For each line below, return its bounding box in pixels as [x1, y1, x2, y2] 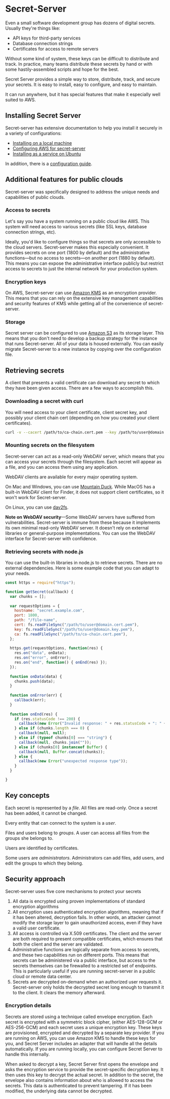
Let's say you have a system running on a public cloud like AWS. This [5, 218, 150, 224]
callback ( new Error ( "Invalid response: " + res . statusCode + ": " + [18, 721, 166, 726]
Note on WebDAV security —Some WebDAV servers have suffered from [5, 514, 155, 520]
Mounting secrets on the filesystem [5, 441, 95, 449]
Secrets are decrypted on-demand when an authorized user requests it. [12, 979, 163, 985]
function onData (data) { [10, 674, 62, 679]
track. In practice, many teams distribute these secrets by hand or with [5, 61, 153, 67]
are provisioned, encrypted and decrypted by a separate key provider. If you [5, 1030, 164, 1036]
